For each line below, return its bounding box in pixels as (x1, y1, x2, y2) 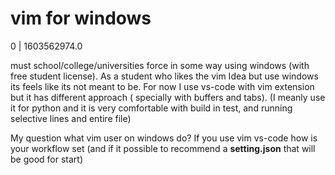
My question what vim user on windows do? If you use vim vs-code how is (10, 132, 318, 144)
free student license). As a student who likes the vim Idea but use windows (10, 70, 319, 82)
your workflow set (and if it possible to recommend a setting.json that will (10, 142, 316, 154)
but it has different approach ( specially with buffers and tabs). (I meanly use (10, 91, 326, 103)
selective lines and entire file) (10, 112, 132, 124)
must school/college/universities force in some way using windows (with (10, 59, 310, 71)
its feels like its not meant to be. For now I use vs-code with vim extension (10, 80, 315, 92)
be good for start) (10, 153, 84, 165)
